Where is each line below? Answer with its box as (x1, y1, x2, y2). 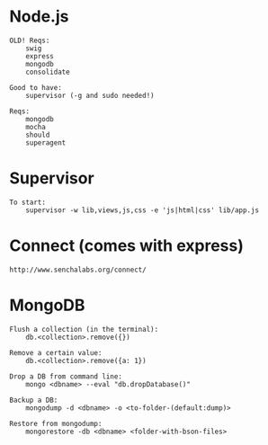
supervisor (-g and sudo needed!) (25, 91, 155, 100)
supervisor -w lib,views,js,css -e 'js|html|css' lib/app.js (25, 205, 259, 215)
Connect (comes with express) (9, 236, 245, 256)
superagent (25, 138, 67, 147)
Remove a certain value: (9, 348, 103, 357)
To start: (9, 198, 47, 207)
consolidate (25, 67, 70, 76)
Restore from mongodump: (9, 419, 103, 428)
